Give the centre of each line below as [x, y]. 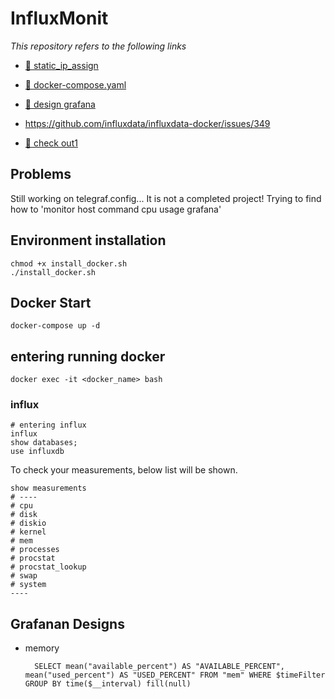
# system [28, 585]
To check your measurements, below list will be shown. [124, 470]
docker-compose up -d [55, 326]
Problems [41, 174]
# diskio [28, 523]
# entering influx [48, 425]
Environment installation [88, 240]
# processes [35, 550]
